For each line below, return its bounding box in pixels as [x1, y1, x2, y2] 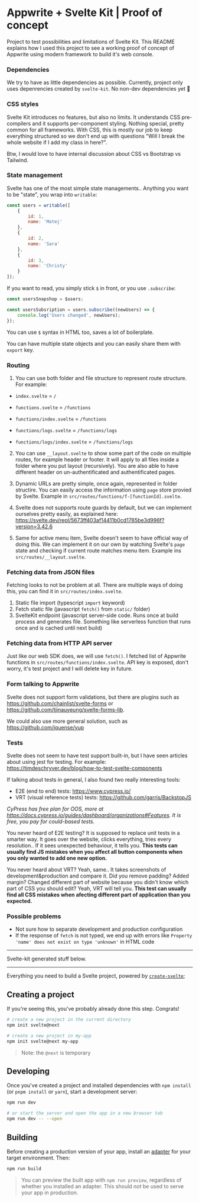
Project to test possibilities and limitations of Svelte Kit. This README [6, 38, 175, 45]
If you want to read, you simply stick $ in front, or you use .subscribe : [6, 285, 176, 292]
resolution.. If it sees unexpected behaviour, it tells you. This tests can [6, 842, 178, 849]
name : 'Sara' [28, 240, 60, 247]
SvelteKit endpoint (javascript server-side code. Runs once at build [15, 612, 179, 619]
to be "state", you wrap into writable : [6, 191, 97, 198]
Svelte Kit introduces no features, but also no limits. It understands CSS [6, 113, 181, 121]
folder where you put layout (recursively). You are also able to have [15, 462, 179, 469]
